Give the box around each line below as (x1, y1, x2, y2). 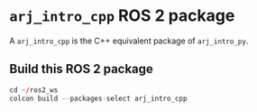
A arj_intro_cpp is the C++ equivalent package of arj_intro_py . (9, 35, 249, 46)
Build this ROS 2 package (9, 61, 153, 77)
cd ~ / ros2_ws (9, 85, 59, 95)
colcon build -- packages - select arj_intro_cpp (9, 94, 188, 103)
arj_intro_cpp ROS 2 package (9, 5, 235, 26)
